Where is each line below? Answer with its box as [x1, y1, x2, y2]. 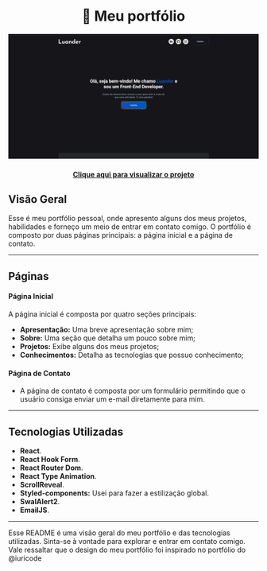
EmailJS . [19, 505, 50, 515]
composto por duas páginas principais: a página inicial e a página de [8, 231, 233, 240]
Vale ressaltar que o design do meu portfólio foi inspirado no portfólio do [8, 545, 246, 554]
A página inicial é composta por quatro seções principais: [8, 309, 197, 319]
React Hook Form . [19, 454, 81, 464]
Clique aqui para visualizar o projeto [72, 169, 195, 179]
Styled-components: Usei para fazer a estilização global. [19, 488, 209, 498]
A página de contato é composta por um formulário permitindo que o [19, 386, 246, 396]
